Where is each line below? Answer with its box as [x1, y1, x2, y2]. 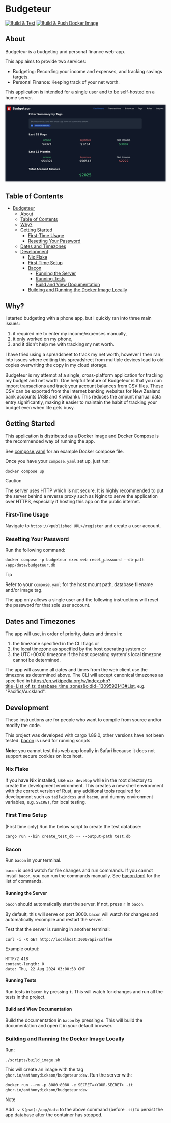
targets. [12, 74, 29, 80]
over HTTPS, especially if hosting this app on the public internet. [5, 498, 141, 504]
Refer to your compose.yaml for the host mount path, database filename [5, 581, 153, 588]
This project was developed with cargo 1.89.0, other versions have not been [5, 732, 164, 738]
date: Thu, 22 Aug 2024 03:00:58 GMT [5, 967, 85, 972]
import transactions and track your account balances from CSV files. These [5, 383, 164, 389]
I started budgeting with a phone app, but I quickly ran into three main [5, 315, 152, 321]
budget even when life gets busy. [5, 405, 75, 411]
